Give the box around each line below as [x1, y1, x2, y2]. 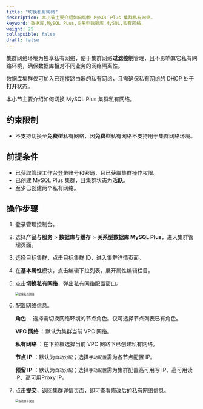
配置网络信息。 [15, 302, 53, 309]
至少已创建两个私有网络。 [15, 184, 79, 191]
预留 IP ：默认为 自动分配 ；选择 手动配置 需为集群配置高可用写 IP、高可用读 [15, 367, 193, 374]
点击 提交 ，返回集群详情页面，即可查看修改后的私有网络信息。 [15, 387, 170, 394]
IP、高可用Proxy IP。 [15, 374, 68, 381]
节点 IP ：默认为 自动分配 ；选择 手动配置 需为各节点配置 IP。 [15, 353, 156, 361]
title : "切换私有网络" [6, 8, 58, 15]
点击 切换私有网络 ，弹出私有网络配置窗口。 [15, 280, 122, 287]
